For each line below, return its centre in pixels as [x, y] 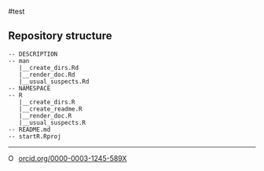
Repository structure [60, 36]
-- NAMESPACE [29, 88]
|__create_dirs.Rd [49, 67]
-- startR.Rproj [35, 136]
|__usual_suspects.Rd [54, 82]
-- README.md [29, 129]
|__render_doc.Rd [47, 75]
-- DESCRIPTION [33, 54]
